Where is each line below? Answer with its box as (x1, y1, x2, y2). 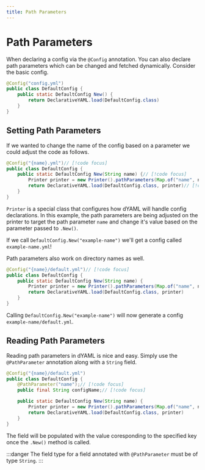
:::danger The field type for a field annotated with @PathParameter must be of (6, 450, 198, 458)
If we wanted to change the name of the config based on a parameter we (6, 142, 190, 149)
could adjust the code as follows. (6, 148, 90, 156)
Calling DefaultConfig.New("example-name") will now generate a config (6, 311, 184, 319)
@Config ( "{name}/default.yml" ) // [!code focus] (6, 266, 130, 272)
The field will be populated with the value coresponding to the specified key (6, 432, 197, 439)
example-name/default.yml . (6, 318, 74, 325)
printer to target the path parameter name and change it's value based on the (6, 218, 198, 225)
